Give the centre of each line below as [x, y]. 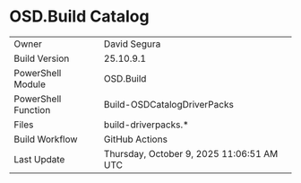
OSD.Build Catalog [79, 17]
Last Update [39, 159]
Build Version [42, 58]
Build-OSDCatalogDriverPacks [169, 104]
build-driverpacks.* [146, 125]
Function [32, 109]
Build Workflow [46, 139]
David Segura [132, 44]
